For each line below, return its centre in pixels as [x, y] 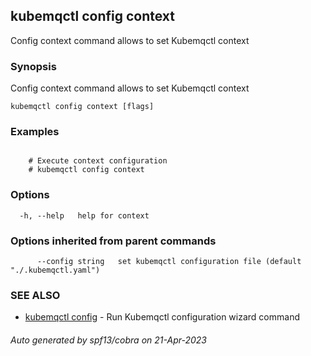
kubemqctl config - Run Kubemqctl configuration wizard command [162, 317]
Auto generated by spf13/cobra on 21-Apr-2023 [108, 340]
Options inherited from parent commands [113, 241]
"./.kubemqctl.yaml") [55, 270]
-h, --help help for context [84, 215]
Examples [35, 132]
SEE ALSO [35, 295]
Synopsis [33, 66]
